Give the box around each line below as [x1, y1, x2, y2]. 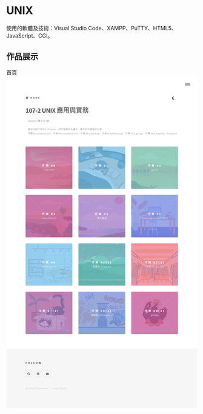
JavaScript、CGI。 [6, 32, 53, 39]
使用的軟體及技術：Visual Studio [6, 24, 87, 32]
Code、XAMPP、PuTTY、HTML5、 [88, 24, 177, 32]
